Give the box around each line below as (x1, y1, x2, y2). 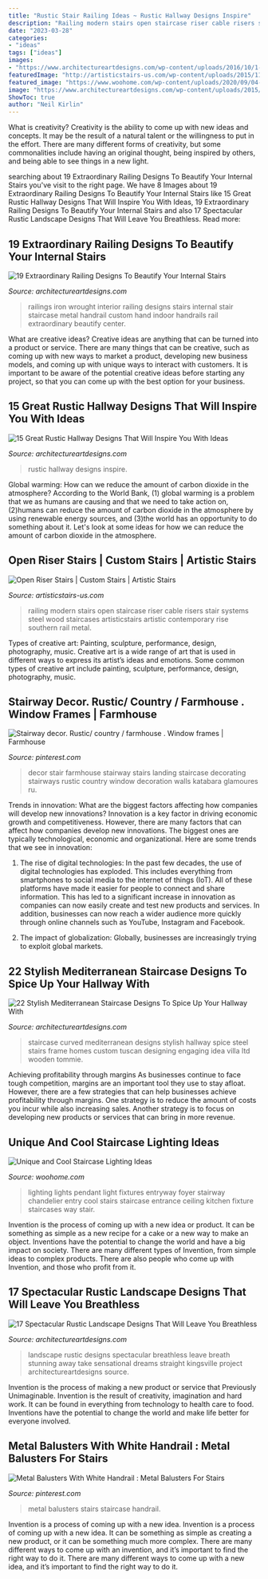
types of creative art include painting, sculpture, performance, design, (8, 663, 239, 673)
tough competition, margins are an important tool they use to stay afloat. (8, 1078, 246, 1089)
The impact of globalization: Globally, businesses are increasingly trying (19, 933, 257, 943)
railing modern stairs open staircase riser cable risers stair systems (27, 605, 249, 615)
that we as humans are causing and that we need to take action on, (8, 496, 229, 506)
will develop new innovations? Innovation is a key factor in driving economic (8, 809, 258, 818)
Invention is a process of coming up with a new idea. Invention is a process (8, 1519, 255, 1529)
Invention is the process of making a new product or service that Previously (8, 1382, 257, 1392)
